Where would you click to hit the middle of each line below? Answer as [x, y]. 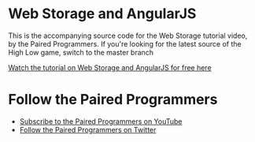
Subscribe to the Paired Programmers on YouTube [101, 121]
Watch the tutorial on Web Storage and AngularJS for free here [110, 67]
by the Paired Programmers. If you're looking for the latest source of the [125, 43]
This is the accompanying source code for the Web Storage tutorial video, [128, 35]
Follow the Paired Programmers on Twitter [88, 129]
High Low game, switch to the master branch [81, 52]
